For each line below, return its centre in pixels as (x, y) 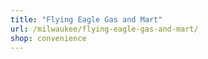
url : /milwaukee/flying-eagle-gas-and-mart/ (104, 29)
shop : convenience (48, 38)
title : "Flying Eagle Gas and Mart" (86, 19)
